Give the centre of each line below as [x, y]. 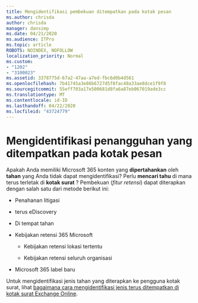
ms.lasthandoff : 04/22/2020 [41, 106]
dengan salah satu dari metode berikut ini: [58, 189]
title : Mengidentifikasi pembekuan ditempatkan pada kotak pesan [89, 12]
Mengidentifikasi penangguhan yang [99, 141]
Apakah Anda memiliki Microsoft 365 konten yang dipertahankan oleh [92, 170]
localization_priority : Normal [45, 56]
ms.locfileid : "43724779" [38, 111]
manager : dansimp [28, 28]
